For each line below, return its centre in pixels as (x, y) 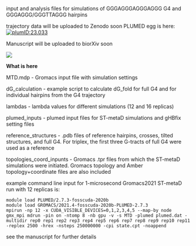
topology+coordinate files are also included (59, 172)
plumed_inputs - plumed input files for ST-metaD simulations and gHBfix (94, 118)
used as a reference (30, 148)
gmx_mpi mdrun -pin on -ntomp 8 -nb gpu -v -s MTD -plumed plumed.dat (94, 215)
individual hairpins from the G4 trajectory (56, 95)
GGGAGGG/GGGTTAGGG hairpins (47, 15)
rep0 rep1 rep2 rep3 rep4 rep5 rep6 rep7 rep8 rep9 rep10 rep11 (110, 221)
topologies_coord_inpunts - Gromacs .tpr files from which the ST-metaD (93, 159)
